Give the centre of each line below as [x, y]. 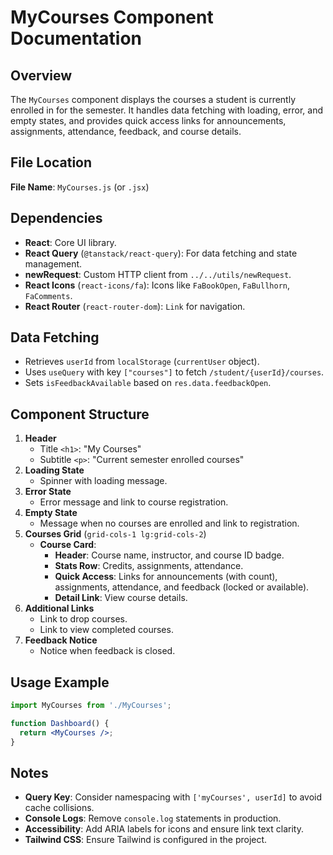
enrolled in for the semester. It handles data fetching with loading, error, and [167, 110]
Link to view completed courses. [106, 630]
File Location [51, 162]
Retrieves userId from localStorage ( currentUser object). [142, 362]
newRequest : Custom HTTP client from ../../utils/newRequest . [158, 274]
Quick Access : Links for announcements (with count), [166, 577]
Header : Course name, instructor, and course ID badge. [169, 555]
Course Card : [68, 545]
